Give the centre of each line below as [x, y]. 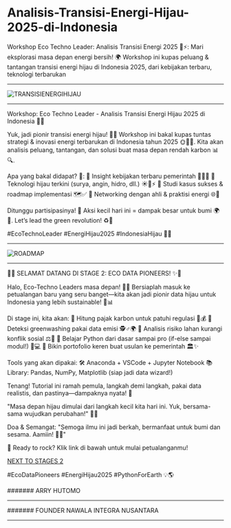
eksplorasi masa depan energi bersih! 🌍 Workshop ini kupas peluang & [108, 57]
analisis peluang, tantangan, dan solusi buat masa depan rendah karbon [109, 150]
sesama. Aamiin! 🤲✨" [37, 434]
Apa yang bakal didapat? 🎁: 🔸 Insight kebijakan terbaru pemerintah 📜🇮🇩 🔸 [111, 176]
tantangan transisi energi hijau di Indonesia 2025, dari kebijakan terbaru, [110, 67]
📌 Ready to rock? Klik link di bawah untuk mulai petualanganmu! [98, 448]
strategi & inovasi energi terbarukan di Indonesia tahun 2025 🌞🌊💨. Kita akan [115, 142]
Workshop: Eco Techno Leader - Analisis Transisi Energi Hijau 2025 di [106, 113]
